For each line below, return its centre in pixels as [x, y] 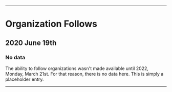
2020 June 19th [31, 43]
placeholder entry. [25, 79]
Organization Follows [51, 24]
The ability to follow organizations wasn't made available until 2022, [77, 68]
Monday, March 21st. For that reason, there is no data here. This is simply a [84, 74]
